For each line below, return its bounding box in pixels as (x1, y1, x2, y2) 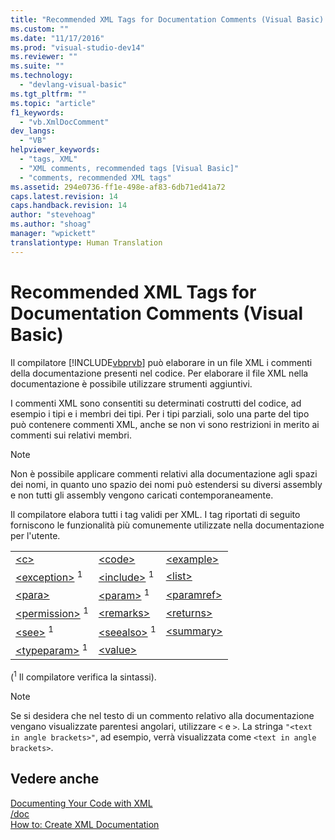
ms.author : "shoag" (10, 219, 92, 230)
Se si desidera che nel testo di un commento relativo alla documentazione (10, 709, 315, 721)
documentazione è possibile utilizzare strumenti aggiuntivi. (10, 377, 253, 390)
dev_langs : (10, 126, 56, 136)
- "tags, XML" (19, 154, 78, 164)
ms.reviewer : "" (10, 52, 78, 62)
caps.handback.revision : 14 (10, 201, 128, 211)
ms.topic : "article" (10, 98, 97, 108)
